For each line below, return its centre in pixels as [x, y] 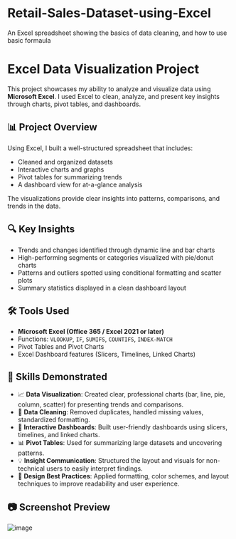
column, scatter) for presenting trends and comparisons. [101, 404]
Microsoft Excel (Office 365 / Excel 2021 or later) [91, 332]
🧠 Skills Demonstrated [58, 376]
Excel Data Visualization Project [103, 69]
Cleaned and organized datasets [65, 162]
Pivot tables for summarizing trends [70, 177]
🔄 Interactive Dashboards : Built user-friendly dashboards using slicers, [123, 427]
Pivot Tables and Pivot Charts [61, 347]
